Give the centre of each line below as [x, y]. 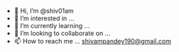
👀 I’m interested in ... [44, 18]
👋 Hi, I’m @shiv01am [44, 11]
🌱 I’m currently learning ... [52, 26]
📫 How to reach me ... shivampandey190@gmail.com [93, 41]
